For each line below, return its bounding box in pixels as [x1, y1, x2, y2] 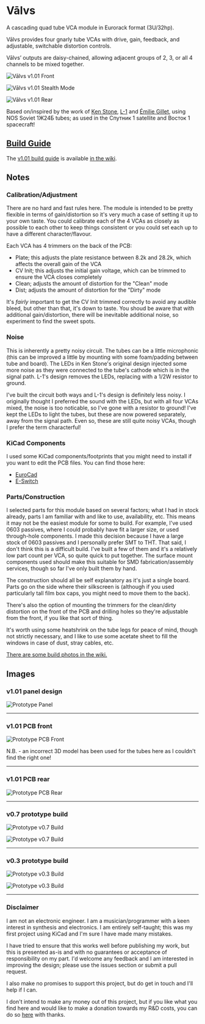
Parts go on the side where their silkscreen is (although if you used [6, 583, 175, 591]
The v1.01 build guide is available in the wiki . [6, 154, 117, 162]
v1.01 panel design [6, 687, 63, 696]
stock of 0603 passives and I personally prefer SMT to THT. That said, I [6, 539, 186, 546]
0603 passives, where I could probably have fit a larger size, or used [6, 526, 179, 533]
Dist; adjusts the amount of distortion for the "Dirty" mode [15, 286, 161, 294]
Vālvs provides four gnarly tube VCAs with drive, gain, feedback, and [6, 35, 180, 43]
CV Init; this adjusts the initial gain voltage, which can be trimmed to [15, 267, 186, 275]
